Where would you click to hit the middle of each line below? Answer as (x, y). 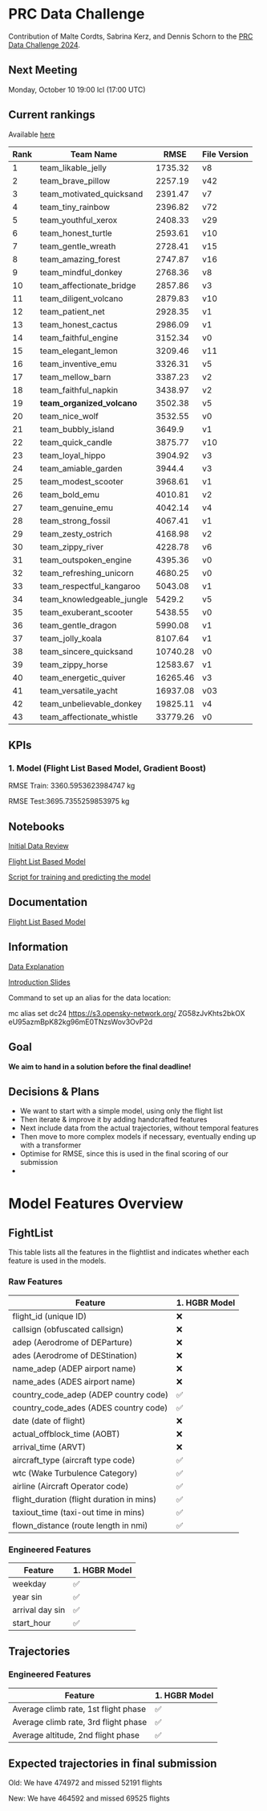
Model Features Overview (96, 1203)
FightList (31, 1233)
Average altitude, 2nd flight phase (76, 1735)
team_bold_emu (70, 494)
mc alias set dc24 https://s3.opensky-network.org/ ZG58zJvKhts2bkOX (127, 1013)
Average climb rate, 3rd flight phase (80, 1722)
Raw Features (35, 1282)
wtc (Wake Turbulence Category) (75, 1473)
